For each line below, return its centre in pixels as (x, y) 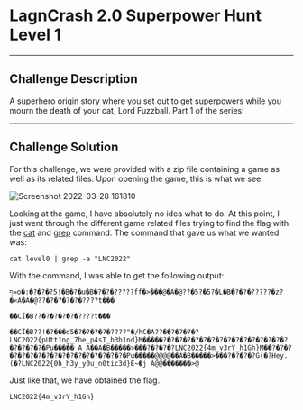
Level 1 (35, 35)
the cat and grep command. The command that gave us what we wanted (144, 232)
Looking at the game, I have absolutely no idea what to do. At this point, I (144, 214)
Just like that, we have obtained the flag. (85, 380)
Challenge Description (73, 79)
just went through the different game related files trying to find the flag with (149, 223)
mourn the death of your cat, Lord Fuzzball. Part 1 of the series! (127, 110)
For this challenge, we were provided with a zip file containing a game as (145, 169)
